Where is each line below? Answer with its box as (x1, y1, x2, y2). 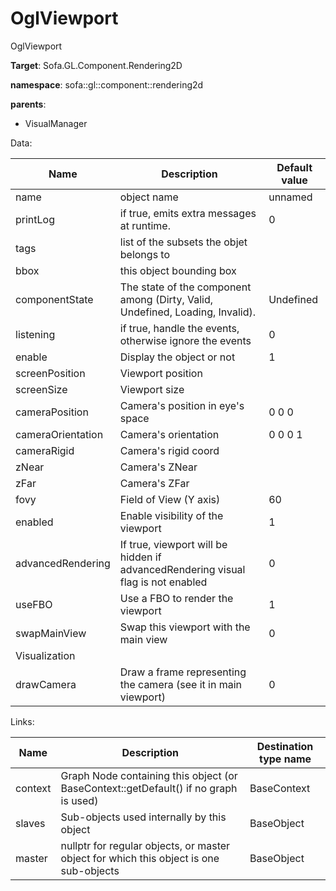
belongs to (119, 247, 171, 261)
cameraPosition (15, 405, 89, 419)
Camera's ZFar (119, 476, 190, 490)
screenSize (15, 382, 68, 396)
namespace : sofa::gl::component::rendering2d (10, 78, 204, 91)
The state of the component (119, 280, 252, 294)
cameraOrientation (15, 427, 104, 441)
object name (119, 190, 179, 204)
